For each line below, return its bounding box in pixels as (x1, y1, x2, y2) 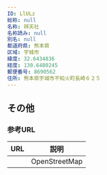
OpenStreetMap (30, 157, 83, 167)
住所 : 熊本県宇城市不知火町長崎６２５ (7, 74, 101, 82)
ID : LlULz (7, 10, 36, 17)
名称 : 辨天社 (7, 23, 39, 30)
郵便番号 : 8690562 (7, 68, 57, 75)
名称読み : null (7, 29, 47, 37)
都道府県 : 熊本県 (7, 42, 50, 49)
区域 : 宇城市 (7, 49, 39, 56)
